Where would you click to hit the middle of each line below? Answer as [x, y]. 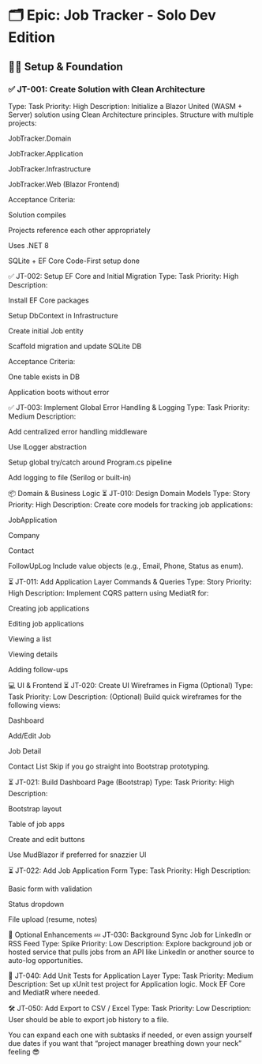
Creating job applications [49, 608]
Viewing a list [30, 639]
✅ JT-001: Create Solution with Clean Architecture [107, 89]
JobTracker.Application [46, 153]
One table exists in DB [44, 377]
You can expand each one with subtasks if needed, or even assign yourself [130, 1035]
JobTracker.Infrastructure [50, 169]
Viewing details [33, 654]
